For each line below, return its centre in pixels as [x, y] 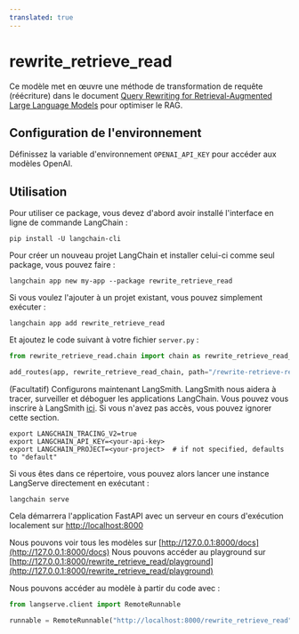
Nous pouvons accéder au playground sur [189, 551]
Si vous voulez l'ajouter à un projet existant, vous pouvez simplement [136, 298]
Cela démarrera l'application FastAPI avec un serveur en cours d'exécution [146, 516]
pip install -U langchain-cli [65, 239]
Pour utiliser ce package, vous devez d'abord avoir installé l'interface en [141, 213]
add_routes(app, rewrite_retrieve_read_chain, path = [109, 373]
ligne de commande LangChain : [69, 222]
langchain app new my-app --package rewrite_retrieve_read [121, 281]
